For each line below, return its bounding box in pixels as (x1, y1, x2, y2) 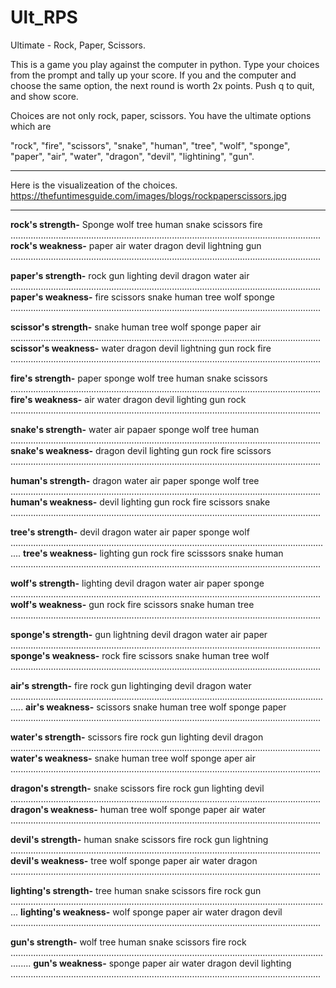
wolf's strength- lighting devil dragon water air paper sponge (10, 577, 265, 589)
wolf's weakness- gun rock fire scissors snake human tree (10, 598, 255, 610)
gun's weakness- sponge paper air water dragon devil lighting (33, 957, 292, 969)
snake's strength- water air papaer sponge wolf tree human (10, 423, 260, 435)
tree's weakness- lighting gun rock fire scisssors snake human (23, 547, 284, 559)
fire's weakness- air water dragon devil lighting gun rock (10, 393, 247, 405)
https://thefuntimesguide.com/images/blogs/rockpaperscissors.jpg (10, 189, 287, 201)
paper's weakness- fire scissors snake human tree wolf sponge (10, 291, 275, 303)
